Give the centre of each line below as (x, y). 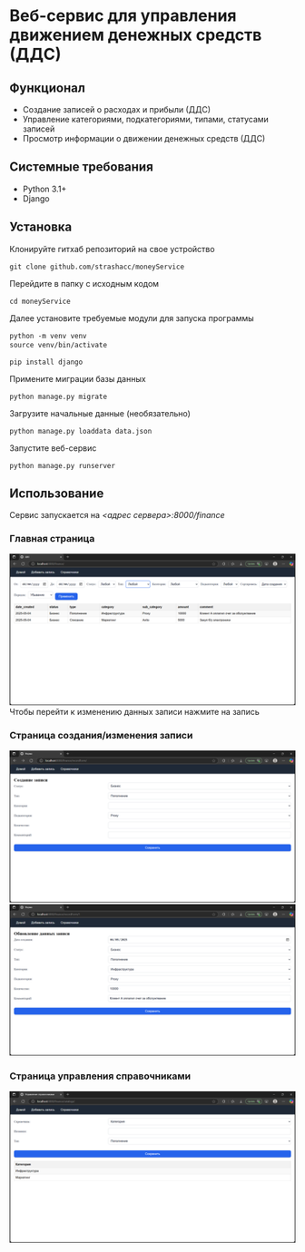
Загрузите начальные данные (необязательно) (100, 413)
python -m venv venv (49, 336)
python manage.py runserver (63, 465)
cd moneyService (40, 301)
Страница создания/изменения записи (101, 736)
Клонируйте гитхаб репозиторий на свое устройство (112, 249)
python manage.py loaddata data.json (81, 431)
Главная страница (52, 539)
